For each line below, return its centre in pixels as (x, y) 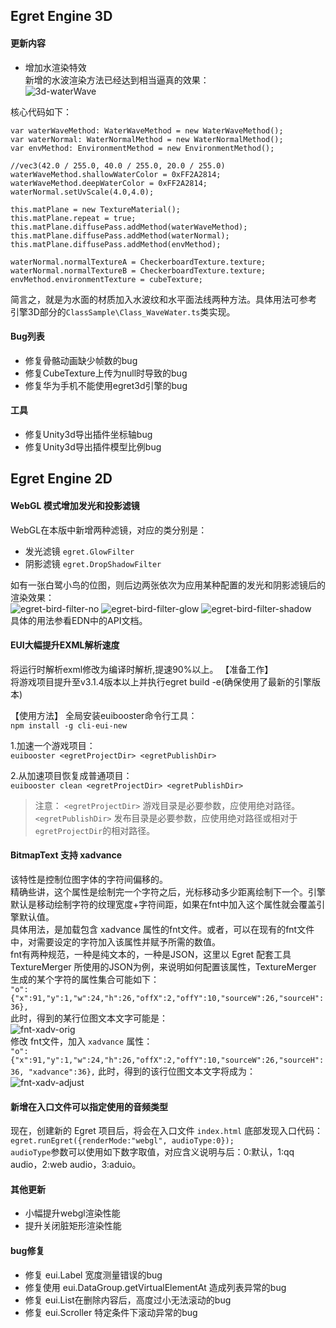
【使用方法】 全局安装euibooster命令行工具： (104, 715)
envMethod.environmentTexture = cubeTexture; (106, 279)
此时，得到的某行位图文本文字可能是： (89, 1018)
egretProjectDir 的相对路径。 (95, 830)
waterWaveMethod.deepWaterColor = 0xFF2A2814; (109, 183)
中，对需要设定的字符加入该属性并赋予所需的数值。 (115, 942)
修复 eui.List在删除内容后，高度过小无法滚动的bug (128, 1300)
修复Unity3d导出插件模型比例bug (93, 447)
